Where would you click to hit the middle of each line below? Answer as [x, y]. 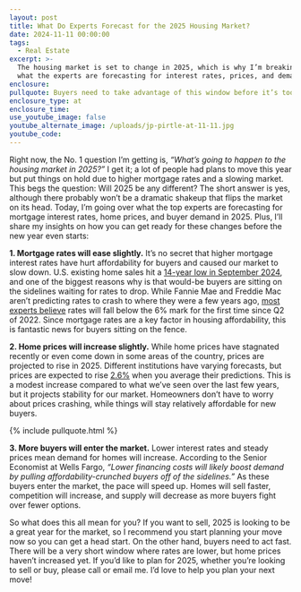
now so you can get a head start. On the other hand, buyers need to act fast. [150, 541]
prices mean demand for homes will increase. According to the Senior [138, 457]
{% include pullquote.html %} [64, 430]
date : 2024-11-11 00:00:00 [60, 34]
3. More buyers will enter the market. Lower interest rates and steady [139, 448]
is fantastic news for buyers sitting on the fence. [99, 329]
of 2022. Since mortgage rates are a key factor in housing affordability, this [148, 320]
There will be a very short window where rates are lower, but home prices [145, 551]
